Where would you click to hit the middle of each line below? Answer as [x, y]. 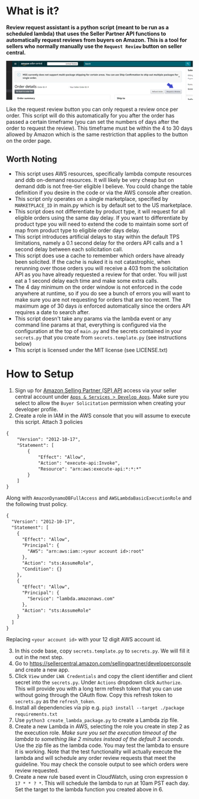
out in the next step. [39, 657]
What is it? [33, 11]
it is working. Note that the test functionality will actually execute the [98, 752]
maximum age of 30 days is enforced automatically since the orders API [102, 306]
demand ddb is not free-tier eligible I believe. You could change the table [104, 186]
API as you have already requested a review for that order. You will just [101, 274]
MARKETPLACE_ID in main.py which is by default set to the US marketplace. [103, 205]
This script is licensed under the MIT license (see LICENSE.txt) [91, 350]
